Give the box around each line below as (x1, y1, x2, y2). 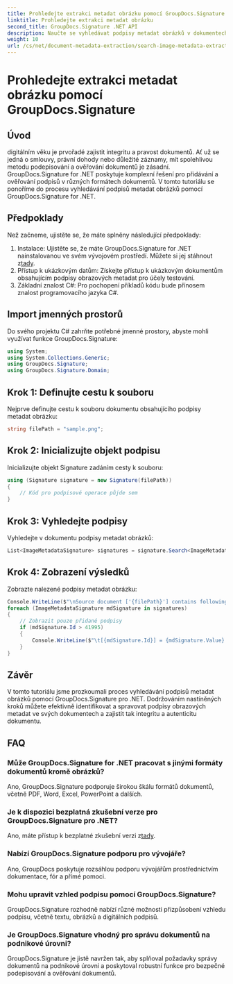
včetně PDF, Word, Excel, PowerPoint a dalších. (7, 790, 143, 798)
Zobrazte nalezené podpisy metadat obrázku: (7, 585, 137, 593)
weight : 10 (7, 36, 39, 43)
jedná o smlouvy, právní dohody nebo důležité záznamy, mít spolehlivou (7, 156, 213, 163)
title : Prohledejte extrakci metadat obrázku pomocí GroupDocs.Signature (7, 10, 225, 17)
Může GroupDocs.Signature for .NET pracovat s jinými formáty (7, 758, 223, 767)
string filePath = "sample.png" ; (7, 425, 104, 433)
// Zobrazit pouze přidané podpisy (19, 617, 123, 625)
